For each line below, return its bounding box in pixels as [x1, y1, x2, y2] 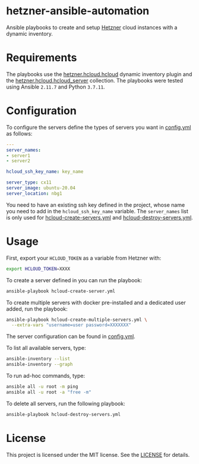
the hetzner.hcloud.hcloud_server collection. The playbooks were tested [6, 77, 183, 84]
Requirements [6, 51, 77, 65]
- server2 [6, 158, 31, 164]
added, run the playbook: [6, 305, 68, 313]
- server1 [6, 153, 31, 159]
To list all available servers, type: [6, 345, 86, 352]
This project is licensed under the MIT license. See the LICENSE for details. [6, 451, 190, 458]
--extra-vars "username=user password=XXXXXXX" [11, 322, 132, 328]
